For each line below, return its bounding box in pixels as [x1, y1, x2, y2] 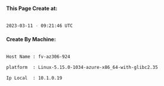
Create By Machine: [6, 35, 56, 42]
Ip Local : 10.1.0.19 [6, 75, 62, 81]
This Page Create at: [6, 5, 58, 12]
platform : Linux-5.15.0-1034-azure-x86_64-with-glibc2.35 [6, 65, 159, 71]
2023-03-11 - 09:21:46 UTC [6, 23, 73, 29]
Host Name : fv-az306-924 [6, 54, 70, 60]
